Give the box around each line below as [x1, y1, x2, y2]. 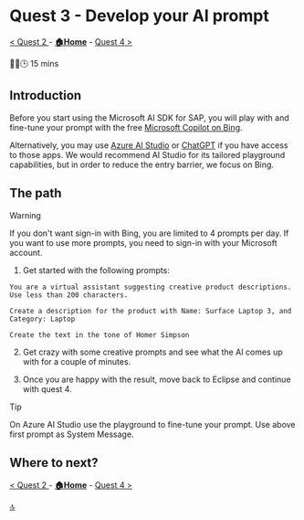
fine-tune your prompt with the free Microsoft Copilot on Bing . [9, 122, 244, 133]
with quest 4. [22, 383, 72, 394]
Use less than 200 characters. [9, 290, 129, 300]
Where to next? [9, 454, 99, 471]
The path [9, 186, 62, 201]
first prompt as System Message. [9, 429, 134, 440]
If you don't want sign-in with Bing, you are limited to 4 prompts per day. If [9, 228, 289, 239]
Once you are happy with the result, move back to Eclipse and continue [22, 374, 291, 385]
